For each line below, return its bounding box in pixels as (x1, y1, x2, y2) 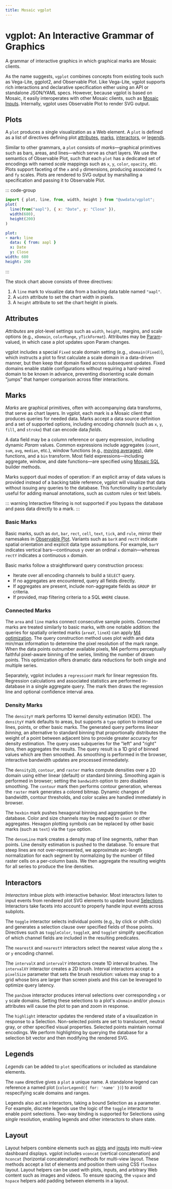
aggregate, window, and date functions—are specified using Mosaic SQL (5, 459, 160, 465)
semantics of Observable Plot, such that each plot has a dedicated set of (5, 155, 161, 162)
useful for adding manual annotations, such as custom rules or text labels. (5, 490, 162, 497)
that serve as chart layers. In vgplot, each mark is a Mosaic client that (5, 410, 152, 416)
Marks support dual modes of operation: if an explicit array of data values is (5, 474, 166, 480)
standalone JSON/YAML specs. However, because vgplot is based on (5, 90, 152, 96)
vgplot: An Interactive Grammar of (5, 29, 154, 41)
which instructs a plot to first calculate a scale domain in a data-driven (5, 354, 154, 360)
